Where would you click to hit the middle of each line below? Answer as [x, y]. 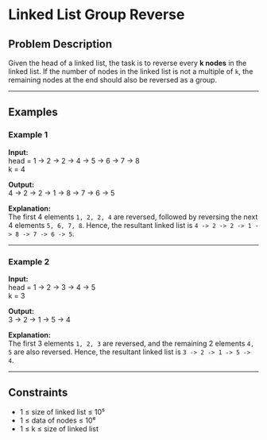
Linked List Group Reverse [97, 15]
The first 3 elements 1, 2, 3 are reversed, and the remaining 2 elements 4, [131, 343]
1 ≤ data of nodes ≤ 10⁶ [58, 420]
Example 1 [28, 135]
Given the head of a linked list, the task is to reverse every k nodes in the [128, 63]
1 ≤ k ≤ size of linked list [59, 428]
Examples [33, 112]
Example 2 [29, 261]
